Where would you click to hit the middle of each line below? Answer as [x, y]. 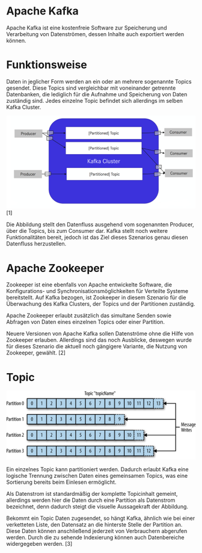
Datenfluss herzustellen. [36, 244]
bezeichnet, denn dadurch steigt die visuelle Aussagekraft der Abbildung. [97, 506]
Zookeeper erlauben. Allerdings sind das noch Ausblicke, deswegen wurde [99, 340]
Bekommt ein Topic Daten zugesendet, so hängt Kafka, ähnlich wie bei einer [101, 518]
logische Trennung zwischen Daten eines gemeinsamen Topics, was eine [97, 475]
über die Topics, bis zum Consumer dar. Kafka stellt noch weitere [87, 231]
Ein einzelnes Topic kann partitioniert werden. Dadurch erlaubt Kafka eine [97, 469]
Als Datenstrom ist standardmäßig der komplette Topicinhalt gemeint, [92, 493]
